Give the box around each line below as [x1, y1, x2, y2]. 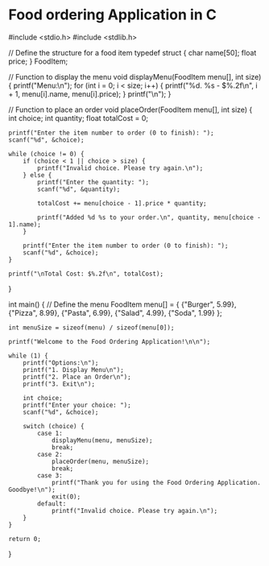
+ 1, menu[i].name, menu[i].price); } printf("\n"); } [8, 89, 172, 98]
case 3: [37, 471, 63, 480]
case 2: [37, 450, 63, 458]
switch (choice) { [23, 422, 85, 430]
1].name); [8, 220, 42, 229]
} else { [23, 171, 52, 179]
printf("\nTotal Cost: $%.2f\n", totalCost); [8, 270, 163, 278]
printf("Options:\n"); [23, 358, 99, 367]
